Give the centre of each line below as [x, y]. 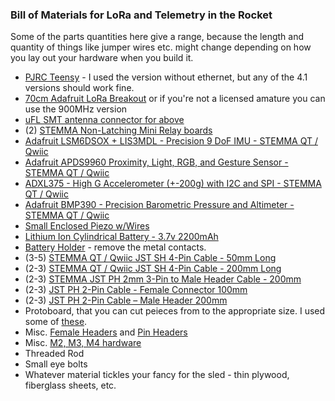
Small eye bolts [56, 364]
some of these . [56, 322]
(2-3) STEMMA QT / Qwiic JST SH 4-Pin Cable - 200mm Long [153, 269]
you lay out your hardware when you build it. [102, 58]
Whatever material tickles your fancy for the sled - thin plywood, [157, 375]
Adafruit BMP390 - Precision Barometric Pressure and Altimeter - [159, 205]
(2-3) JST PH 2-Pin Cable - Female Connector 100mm [136, 290]
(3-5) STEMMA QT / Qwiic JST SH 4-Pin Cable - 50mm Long [150, 258]
